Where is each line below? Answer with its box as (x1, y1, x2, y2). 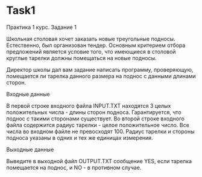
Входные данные (6, 90, 50, 98)
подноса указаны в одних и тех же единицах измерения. (6, 134, 153, 141)
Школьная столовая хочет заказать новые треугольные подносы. (6, 35, 176, 42)
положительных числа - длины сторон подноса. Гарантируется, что (6, 108, 182, 116)
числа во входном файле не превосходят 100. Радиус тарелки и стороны (6, 128, 195, 135)
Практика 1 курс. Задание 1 (6, 23, 77, 31)
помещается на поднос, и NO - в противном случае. (6, 164, 142, 171)
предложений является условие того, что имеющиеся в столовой (6, 48, 176, 55)
